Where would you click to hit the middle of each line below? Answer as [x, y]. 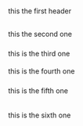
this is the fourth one [41, 71]
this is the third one [39, 53]
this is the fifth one [38, 91]
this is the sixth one [40, 115]
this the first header [40, 11]
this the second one [40, 34]
